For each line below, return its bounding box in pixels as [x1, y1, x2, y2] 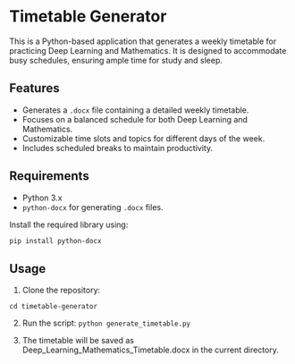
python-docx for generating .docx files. [21, 201, 164, 212]
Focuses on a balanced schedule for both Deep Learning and [21, 114, 249, 124]
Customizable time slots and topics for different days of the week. [21, 132, 265, 144]
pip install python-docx [9, 236, 102, 245]
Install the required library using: [9, 219, 129, 230]
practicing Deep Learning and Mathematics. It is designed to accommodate [9, 45, 287, 55]
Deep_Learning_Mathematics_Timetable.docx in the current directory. [21, 344, 280, 355]
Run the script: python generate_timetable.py [21, 317, 191, 328]
